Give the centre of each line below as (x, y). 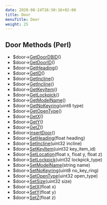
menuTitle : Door (22, 19)
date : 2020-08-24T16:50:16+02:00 (41, 10)
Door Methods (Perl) (38, 45)
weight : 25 (17, 24)
